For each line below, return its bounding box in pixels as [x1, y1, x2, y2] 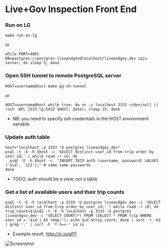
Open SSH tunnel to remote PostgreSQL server [5, 72, 122, 79]
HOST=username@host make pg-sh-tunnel [5, 83, 87, 89]
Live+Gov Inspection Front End [5, 4, 137, 15]
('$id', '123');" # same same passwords [5, 163, 92, 168]
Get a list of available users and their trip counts [5, 188, 125, 195]
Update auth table [5, 133, 50, 140]
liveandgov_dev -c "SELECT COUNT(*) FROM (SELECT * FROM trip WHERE [5, 213, 152, 218]
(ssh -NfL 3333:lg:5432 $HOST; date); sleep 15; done [5, 107, 121, 112]
